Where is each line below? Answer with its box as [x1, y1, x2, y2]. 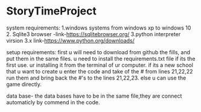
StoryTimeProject [6, 4, 97, 18]
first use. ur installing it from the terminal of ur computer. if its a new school [6, 61, 193, 69]
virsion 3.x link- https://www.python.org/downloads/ [6, 37, 135, 44]
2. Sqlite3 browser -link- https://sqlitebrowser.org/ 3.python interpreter [6, 30, 181, 37]
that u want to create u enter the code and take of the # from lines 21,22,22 [6, 67, 193, 75]
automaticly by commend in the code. [6, 98, 101, 106]
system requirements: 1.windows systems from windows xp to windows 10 [6, 24, 191, 31]
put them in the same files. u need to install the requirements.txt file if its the [6, 55, 196, 62]
